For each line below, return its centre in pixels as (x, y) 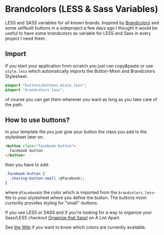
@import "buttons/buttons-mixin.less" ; (46, 85)
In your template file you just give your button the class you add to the (76, 132)
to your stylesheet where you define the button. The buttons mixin (80, 198)
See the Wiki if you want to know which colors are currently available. (76, 227)
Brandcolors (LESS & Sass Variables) (82, 9)
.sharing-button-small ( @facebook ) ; (47, 178)
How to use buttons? (37, 120)
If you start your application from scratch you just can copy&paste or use (79, 66)
